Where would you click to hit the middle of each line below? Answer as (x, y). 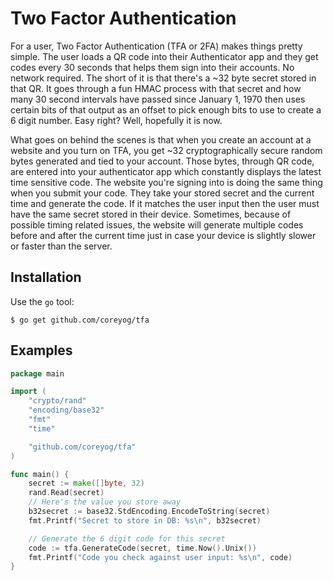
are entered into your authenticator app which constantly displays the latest (166, 171)
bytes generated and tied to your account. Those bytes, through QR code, (162, 161)
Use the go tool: (42, 301)
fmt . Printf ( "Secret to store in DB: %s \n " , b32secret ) (145, 520)
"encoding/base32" (66, 410)
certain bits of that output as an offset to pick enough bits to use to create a (166, 109)
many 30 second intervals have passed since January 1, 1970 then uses (158, 99)
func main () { (40, 474)
